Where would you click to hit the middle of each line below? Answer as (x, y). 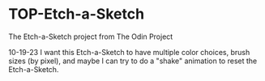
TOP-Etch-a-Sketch (76, 14)
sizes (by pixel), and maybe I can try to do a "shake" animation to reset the (133, 61)
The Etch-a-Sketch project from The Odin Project (91, 36)
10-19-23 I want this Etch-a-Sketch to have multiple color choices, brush (129, 52)
